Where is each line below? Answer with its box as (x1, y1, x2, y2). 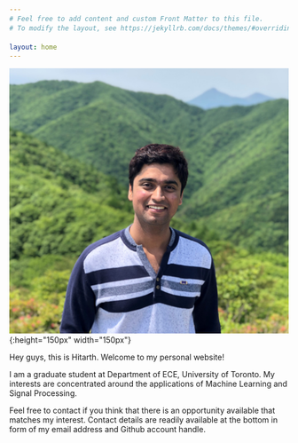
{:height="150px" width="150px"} (9, 334, 131, 345)
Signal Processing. (9, 387, 78, 399)
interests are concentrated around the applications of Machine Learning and (9, 378, 288, 389)
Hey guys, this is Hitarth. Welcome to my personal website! (9, 352, 224, 362)
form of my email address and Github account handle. (9, 423, 207, 434)
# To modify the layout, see (9, 23, 117, 33)
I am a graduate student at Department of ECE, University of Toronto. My (9, 368, 275, 379)
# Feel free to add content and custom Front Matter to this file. (9, 14, 264, 23)
